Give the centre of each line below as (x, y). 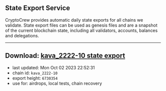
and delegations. (22, 35)
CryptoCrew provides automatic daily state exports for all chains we (74, 20)
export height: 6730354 (35, 78)
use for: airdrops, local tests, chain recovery (57, 83)
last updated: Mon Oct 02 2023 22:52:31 (53, 67)
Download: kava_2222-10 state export (65, 56)
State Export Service (38, 8)
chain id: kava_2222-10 (35, 73)
